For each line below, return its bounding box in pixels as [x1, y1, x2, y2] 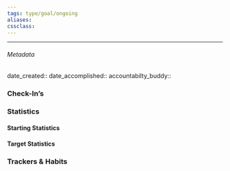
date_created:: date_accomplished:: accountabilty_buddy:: [7, 71, 171, 79]
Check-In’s [7, 88, 44, 98]
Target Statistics [7, 140, 55, 148]
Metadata [7, 50, 35, 58]
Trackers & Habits [7, 157, 68, 166]
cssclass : [7, 23, 36, 29]
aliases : [7, 16, 32, 23]
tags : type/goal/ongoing [7, 10, 78, 17]
